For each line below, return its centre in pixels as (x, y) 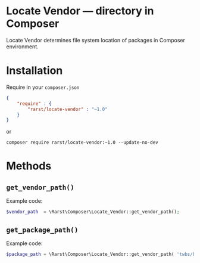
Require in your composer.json (43, 87)
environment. (22, 47)
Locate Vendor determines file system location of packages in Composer (96, 40)
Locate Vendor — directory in (80, 11)
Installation (35, 71)
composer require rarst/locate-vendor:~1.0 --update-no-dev (82, 143)
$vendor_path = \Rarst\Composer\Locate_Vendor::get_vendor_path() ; (93, 212)
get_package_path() (42, 230)
